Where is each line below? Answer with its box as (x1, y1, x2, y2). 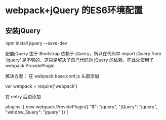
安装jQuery (5, 26, 41, 35)
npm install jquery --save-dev (5, 40, 67, 46)
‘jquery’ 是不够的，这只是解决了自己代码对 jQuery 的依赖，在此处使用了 (5, 57, 154, 63)
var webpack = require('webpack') (5, 83, 77, 89)
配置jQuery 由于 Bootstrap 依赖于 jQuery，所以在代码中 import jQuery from (5, 51, 161, 56)
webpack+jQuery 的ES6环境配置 (5, 5, 143, 16)
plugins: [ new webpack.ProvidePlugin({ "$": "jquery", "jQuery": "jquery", (5, 104, 158, 109)
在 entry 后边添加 (5, 94, 41, 99)
